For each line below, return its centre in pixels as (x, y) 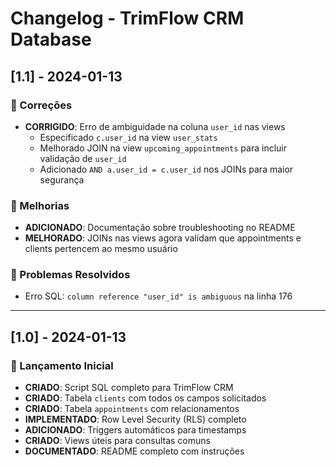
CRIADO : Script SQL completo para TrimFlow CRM (129, 388)
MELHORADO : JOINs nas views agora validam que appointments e (163, 238)
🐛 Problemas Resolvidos (70, 275)
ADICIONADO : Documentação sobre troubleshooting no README (160, 228)
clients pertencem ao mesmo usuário (101, 249)
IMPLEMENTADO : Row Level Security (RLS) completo (135, 419)
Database (51, 39)
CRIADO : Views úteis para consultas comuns (117, 441)
